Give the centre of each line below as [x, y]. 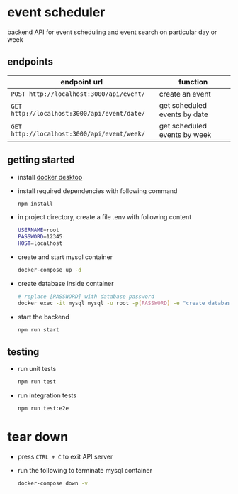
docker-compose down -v [53, 483]
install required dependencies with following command [97, 191]
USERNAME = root [38, 230]
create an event [185, 94]
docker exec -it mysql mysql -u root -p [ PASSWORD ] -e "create [111, 303]
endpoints [30, 62]
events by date [184, 114]
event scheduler [56, 12]
